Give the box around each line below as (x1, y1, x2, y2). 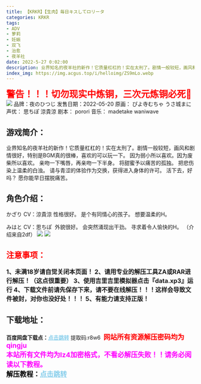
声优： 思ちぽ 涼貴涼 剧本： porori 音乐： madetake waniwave (6, 108, 159, 115)
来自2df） (11, 230, 36, 238)
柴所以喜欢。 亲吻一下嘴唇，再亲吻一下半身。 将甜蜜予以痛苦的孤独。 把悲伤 (6, 160, 194, 167)
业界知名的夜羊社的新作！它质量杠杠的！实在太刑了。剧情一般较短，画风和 (6, 145, 190, 152)
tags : (6, 20, 20, 26)
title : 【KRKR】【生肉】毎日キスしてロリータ (6, 8, 105, 15)
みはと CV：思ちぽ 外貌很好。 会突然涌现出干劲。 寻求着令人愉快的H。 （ (6, 223, 189, 230)
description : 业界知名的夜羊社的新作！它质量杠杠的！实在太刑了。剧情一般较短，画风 (6, 64, 193, 71)
